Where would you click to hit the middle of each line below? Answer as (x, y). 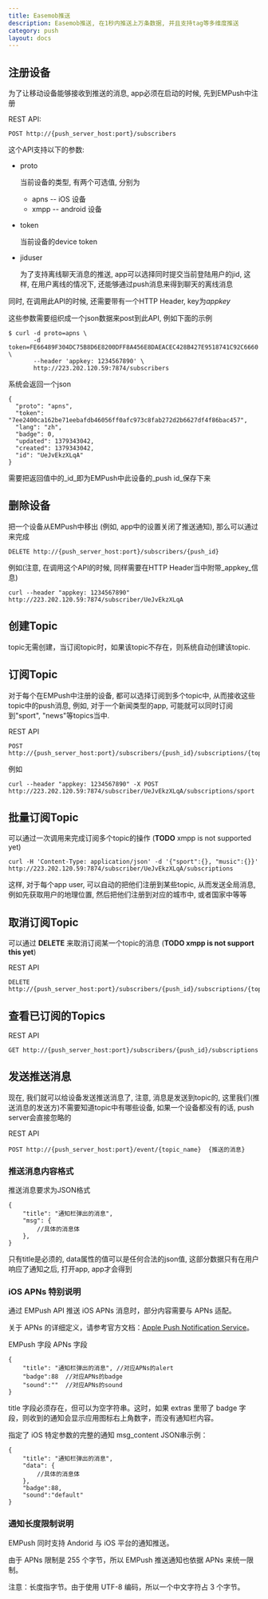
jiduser (31, 258)
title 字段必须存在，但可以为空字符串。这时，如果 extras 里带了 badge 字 (127, 1408)
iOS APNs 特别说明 (45, 1291)
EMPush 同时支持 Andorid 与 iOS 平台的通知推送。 (91, 1543)
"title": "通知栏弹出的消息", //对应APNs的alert (98, 1369)
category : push (33, 30)
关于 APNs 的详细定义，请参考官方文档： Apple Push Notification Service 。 (131, 1328)
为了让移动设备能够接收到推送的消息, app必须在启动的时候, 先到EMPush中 (130, 94)
